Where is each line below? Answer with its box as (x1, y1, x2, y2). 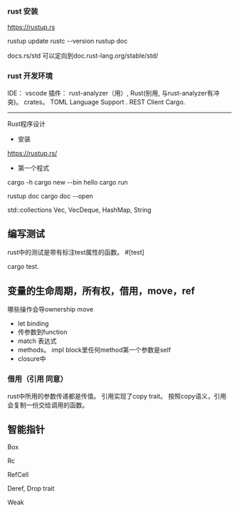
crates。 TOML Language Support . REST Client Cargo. (23, 98, 186, 106)
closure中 (17, 354, 46, 363)
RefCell (7, 471, 29, 479)
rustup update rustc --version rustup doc (7, 37, 128, 46)
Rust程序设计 (7, 119, 46, 128)
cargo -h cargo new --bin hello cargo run (7, 178, 128, 186)
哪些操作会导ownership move (7, 305, 94, 314)
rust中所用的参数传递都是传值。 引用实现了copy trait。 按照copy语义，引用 (7, 391, 227, 400)
